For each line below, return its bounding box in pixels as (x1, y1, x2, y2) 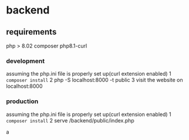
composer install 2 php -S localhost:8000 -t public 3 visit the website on (6, 77, 183, 84)
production (6, 97, 39, 105)
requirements (6, 27, 57, 37)
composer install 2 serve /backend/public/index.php (6, 117, 135, 124)
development (6, 57, 45, 65)
